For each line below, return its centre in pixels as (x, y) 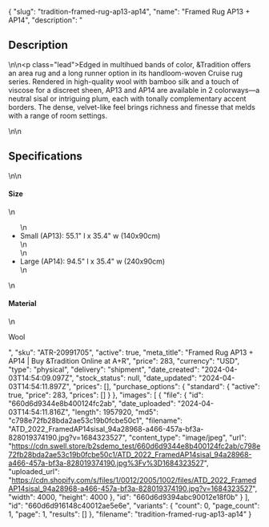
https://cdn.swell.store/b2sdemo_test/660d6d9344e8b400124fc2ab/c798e (136, 446)
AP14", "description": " (46, 20)
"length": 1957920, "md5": (115, 412)
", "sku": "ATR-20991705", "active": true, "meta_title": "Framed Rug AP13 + (131, 352)
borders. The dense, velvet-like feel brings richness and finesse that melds (132, 107)
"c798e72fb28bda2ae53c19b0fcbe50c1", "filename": (95, 420)
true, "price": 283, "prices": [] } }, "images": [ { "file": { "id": (106, 395)
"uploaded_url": (34, 472)
